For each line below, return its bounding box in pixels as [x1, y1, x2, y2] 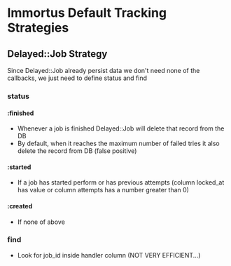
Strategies [7, 20, 69, 36]
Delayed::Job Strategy [7, 48, 108, 60]
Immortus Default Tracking [7, 5, 167, 21]
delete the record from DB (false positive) [17, 147, 137, 155]
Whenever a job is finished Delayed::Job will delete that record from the [17, 124, 225, 133]
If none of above [17, 218, 65, 226]
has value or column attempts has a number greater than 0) [17, 186, 189, 194]
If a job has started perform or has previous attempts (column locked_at [17, 178, 225, 187]
